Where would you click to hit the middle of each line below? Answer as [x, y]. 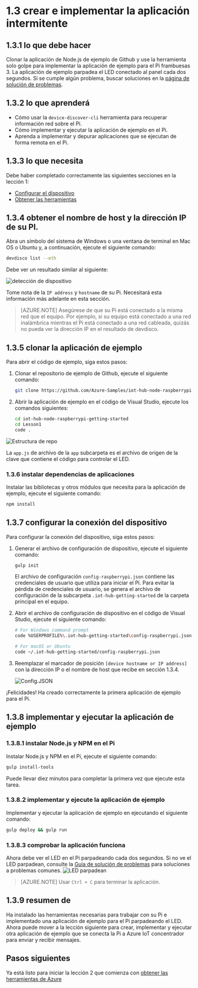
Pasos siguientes [38, 958]
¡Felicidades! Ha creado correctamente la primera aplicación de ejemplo [93, 692]
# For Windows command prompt [52, 630]
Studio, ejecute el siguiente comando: [60, 619]
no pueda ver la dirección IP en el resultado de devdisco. [90, 329]
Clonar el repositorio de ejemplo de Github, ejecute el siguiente [91, 373]
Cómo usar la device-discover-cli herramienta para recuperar [91, 117]
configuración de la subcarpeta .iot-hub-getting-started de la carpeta [102, 596]
